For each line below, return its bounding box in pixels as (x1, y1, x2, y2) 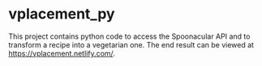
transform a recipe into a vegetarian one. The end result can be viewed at (8, 39, 254, 49)
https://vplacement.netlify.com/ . (8, 48, 116, 58)
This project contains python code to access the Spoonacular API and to (8, 31, 251, 41)
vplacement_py (8, 5, 115, 23)
